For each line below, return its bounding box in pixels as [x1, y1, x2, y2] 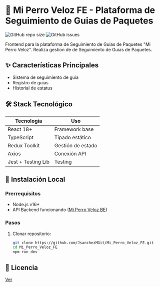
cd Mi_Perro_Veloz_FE [12, 245, 57, 250]
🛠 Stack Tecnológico [5, 100, 72, 109]
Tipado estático [54, 134, 91, 141]
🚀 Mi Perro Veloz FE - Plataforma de [5, 4, 155, 16]
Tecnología [14, 117, 42, 124]
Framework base [54, 126, 94, 133]
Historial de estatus [12, 85, 52, 91]
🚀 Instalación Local [5, 175, 65, 184]
